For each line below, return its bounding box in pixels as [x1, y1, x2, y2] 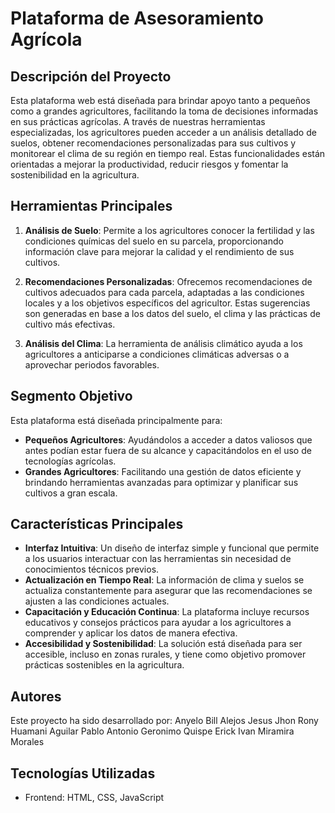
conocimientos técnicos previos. [24, 563, 160, 576]
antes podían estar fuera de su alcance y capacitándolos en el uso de [24, 444, 312, 456]
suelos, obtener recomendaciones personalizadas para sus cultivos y [10, 137, 297, 149]
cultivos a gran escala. [24, 487, 118, 499]
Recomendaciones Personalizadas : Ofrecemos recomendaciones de [24, 275, 313, 287]
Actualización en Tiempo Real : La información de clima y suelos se [24, 574, 305, 586]
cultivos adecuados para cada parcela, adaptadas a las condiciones [24, 286, 305, 298]
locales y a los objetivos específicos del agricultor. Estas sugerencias [24, 297, 311, 309]
